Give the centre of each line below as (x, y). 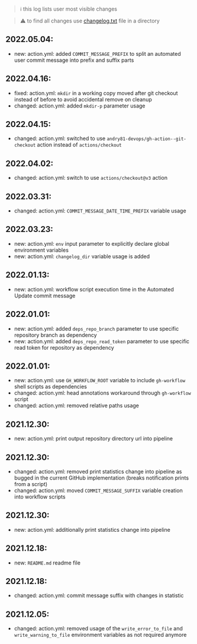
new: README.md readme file (47, 563)
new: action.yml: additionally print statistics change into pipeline (92, 529)
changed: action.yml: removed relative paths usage (77, 405)
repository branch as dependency (55, 335)
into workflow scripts (40, 497)
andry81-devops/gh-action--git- (147, 139)
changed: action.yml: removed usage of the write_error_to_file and (98, 629)
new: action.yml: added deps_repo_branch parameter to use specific (96, 328)
